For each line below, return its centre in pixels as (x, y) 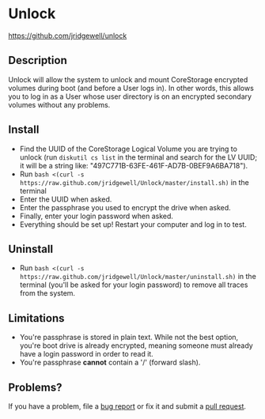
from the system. (47, 293)
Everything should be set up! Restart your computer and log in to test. (133, 224)
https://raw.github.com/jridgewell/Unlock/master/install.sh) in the (134, 182)
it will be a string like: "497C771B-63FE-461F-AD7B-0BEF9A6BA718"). (134, 165)
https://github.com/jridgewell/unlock (68, 36)
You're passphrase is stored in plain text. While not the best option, (129, 338)
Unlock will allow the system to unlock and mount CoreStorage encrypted (128, 79)
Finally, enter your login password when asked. (97, 216)
